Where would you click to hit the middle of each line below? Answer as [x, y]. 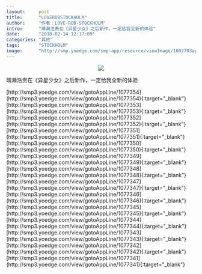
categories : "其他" [30, 40]
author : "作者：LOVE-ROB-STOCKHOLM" [56, 23]
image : [14, 51]
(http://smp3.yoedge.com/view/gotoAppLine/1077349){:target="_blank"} [96, 162]
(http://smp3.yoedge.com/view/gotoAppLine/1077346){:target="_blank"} [96, 200]
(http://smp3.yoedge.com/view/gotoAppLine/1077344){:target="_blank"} [96, 226]
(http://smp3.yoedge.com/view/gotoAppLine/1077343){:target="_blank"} [96, 239]
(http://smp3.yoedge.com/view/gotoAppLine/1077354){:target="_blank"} [96, 98]
